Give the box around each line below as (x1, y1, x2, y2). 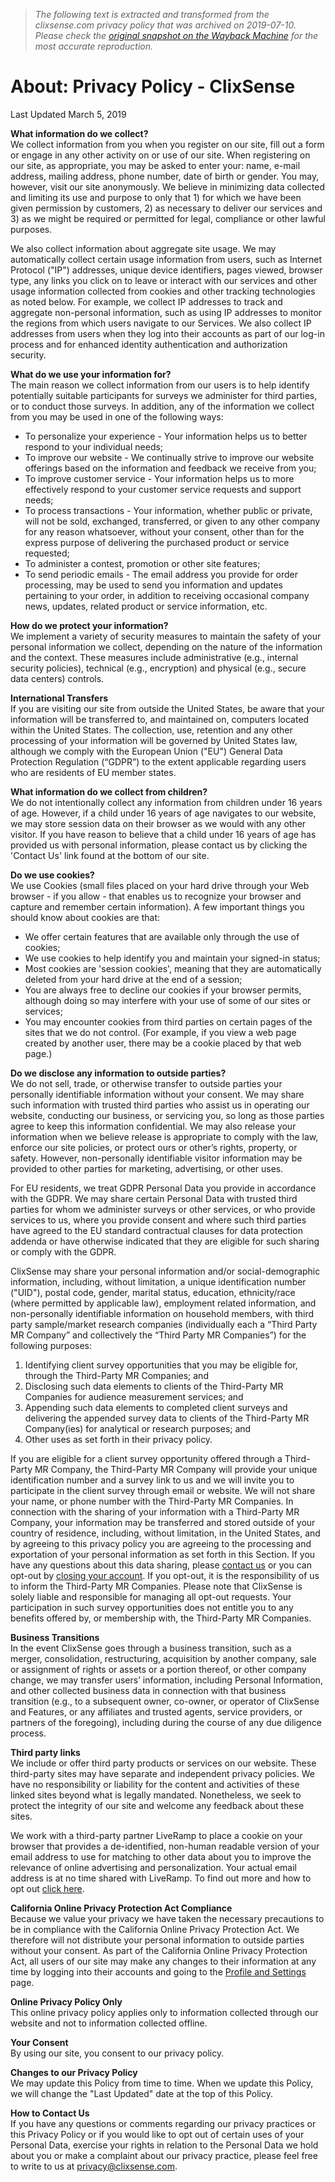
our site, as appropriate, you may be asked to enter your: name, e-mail (10, 159, 301, 171)
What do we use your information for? (10, 368, 172, 380)
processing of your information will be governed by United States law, (10, 734, 298, 746)
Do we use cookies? (10, 869, 95, 881)
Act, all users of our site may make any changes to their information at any (10, 1955, 317, 1967)
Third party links (10, 1746, 81, 1758)
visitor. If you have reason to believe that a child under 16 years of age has (10, 828, 317, 840)
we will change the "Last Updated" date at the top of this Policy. (10, 2087, 273, 2099)
